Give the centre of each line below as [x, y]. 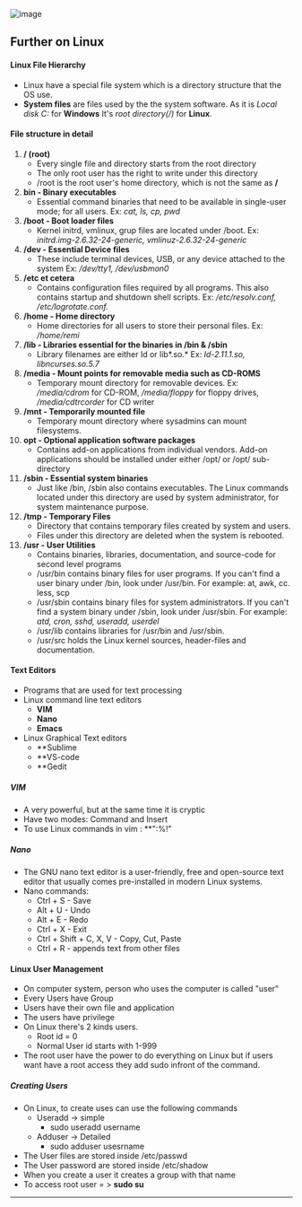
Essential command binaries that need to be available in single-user [161, 201]
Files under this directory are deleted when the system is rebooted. [160, 535]
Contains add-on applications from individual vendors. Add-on [152, 450]
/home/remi [58, 335]
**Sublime [56, 748]
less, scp [53, 592]
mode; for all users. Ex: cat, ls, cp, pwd [108, 211]
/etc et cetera [49, 277]
